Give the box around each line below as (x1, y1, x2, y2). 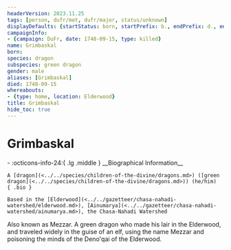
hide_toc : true (7, 106, 51, 113)
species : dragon (7, 55, 54, 62)
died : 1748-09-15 (7, 81, 57, 87)
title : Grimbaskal (7, 100, 60, 107)
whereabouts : (7, 87, 45, 94)
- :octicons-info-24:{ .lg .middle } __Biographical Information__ (7, 158, 184, 167)
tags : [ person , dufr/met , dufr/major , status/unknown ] (7, 17, 168, 23)
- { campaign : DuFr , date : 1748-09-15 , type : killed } (7, 36, 162, 43)
